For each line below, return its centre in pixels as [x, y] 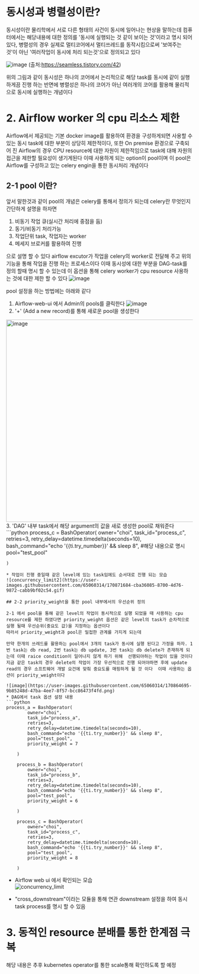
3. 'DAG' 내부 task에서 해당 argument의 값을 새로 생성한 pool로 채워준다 [90, 526]
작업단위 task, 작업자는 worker [51, 236]
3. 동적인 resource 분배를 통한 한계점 [92, 932]
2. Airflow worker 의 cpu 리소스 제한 [93, 118]
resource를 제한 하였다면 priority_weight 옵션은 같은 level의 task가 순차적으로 [98, 619]
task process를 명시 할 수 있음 [50, 906]
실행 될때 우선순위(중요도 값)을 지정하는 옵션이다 [58, 626]
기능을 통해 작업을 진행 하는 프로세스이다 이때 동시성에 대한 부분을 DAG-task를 [97, 263]
